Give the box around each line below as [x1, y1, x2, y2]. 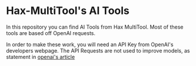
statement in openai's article [6, 53, 75, 60]
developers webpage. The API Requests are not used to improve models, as [6, 47, 190, 54]
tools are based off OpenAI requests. [6, 29, 96, 36]
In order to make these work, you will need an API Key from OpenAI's [6, 41, 174, 48]
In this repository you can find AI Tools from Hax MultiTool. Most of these [6, 23, 184, 30]
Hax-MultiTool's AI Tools [6, 4, 129, 18]
